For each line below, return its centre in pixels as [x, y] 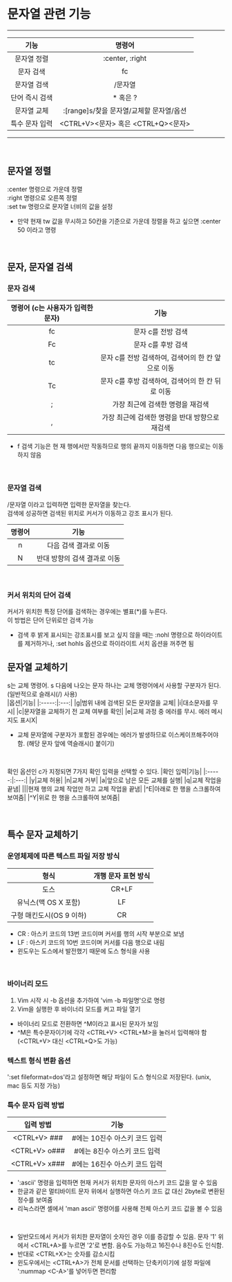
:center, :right [125, 58]
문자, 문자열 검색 [40, 267]
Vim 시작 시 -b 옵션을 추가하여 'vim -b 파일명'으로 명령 [91, 1000]
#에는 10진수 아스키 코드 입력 [117, 1138]
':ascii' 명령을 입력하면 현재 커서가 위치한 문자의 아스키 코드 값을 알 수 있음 [117, 1183]
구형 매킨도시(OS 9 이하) [49, 915]
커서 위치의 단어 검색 [39, 595]
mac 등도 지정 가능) [34, 1086]
